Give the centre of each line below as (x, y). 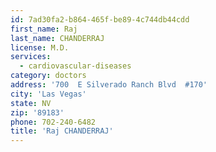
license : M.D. (40, 47)
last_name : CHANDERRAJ (57, 38)
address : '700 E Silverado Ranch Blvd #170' (109, 85)
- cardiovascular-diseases (75, 66)
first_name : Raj (44, 29)
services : (31, 57)
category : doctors (48, 76)
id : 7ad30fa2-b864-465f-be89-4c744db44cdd (100, 19)
